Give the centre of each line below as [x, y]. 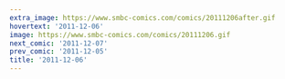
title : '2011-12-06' [49, 60]
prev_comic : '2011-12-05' [58, 52]
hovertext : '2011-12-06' [57, 26]
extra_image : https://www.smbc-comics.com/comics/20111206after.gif [142, 18]
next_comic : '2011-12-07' [58, 43]
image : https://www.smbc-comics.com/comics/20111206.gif [120, 35]
